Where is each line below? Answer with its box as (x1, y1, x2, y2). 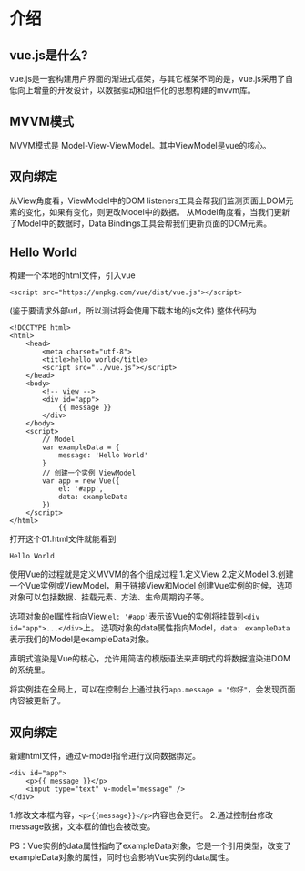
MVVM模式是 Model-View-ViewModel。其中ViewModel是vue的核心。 (9, 139, 271, 150)
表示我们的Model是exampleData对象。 (9, 634, 155, 645)
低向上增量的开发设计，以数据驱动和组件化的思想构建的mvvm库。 (9, 85, 257, 96)
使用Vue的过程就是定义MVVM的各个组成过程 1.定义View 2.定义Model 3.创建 (9, 569, 294, 579)
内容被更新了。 (9, 695, 66, 706)
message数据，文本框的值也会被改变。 (9, 821, 156, 832)
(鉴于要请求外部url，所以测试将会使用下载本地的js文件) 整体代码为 (9, 305, 258, 316)
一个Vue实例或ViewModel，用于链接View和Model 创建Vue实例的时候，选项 (9, 580, 293, 591)
